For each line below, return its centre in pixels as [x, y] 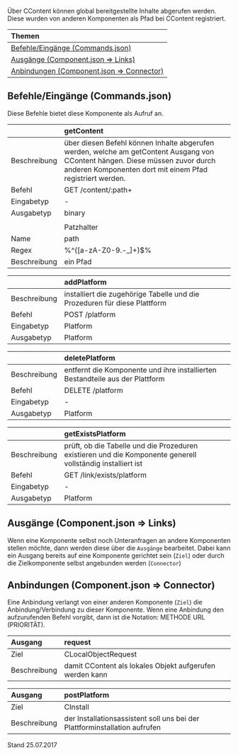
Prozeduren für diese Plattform [115, 303]
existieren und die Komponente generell [130, 454]
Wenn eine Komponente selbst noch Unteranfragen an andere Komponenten [119, 540]
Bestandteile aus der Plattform [114, 378]
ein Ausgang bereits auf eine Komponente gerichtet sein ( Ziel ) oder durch [116, 555]
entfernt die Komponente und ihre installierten [141, 370]
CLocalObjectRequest [101, 654]
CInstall [77, 707]
